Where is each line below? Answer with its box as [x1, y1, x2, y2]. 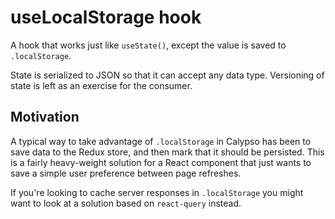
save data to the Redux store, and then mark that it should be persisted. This [10, 146, 325, 158]
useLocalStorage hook [10, 6, 202, 29]
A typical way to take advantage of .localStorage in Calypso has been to [10, 135, 312, 147]
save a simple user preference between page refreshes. [10, 167, 242, 179]
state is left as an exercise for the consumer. [10, 79, 193, 91]
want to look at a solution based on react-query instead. [10, 197, 242, 209]
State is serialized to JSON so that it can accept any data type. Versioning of [10, 69, 325, 81]
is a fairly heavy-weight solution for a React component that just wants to [10, 156, 312, 168]
